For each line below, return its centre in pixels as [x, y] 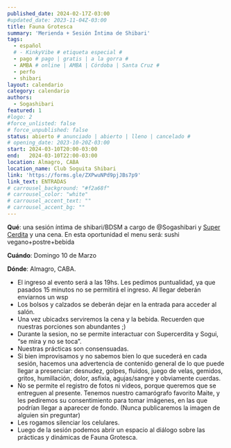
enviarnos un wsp [43, 297]
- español [27, 46]
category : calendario [38, 91]
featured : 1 [24, 110]
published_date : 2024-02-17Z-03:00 [59, 14]
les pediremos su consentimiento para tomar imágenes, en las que [112, 400]
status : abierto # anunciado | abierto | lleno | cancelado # [99, 136]
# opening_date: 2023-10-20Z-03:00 [59, 143]
